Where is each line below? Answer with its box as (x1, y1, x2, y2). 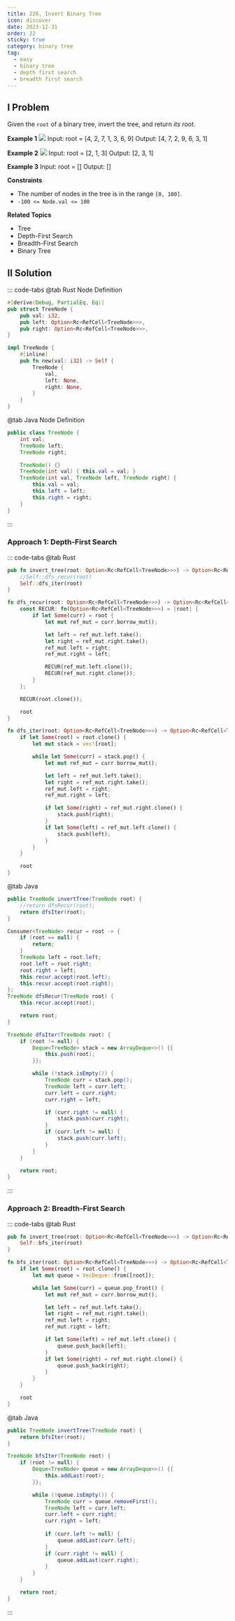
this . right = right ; (32, 494, 92, 501)
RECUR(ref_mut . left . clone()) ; (44, 663, 133, 670)
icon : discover (7, 17, 52, 24)
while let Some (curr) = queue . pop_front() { (32, 1284, 164, 1291)
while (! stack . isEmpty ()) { (32, 1070, 114, 1077)
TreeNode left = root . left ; (20, 954, 101, 961)
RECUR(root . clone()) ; (20, 696, 83, 703)
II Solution (7, 267, 52, 279)
